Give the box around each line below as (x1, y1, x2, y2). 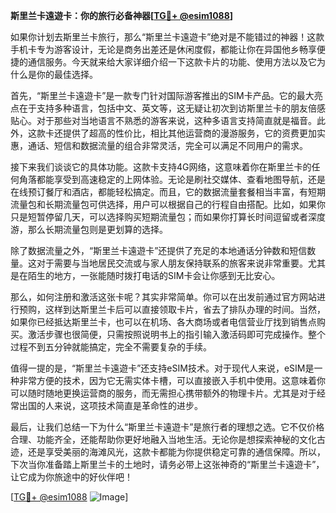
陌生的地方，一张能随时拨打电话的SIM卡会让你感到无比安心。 (27, 270, 281, 281)
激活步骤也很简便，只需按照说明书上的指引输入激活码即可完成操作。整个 (27, 329, 326, 340)
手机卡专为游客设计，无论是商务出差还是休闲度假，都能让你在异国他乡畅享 (10, 44, 317, 55)
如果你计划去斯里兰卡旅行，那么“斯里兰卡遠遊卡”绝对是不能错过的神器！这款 (10, 31, 325, 43)
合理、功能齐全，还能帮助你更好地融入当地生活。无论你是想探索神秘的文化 (10, 434, 317, 445)
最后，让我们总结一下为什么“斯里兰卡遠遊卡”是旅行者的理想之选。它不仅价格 (10, 421, 325, 433)
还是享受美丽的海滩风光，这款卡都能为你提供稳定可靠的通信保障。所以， (27, 446, 326, 458)
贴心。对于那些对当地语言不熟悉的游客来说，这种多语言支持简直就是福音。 (10, 115, 317, 126)
